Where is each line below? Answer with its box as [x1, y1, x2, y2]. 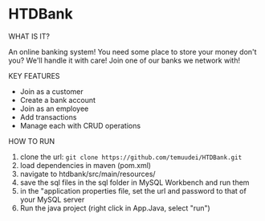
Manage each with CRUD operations [19, 121, 141, 130]
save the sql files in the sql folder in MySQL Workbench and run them [19, 178, 250, 187]
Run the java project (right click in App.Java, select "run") [19, 203, 210, 213]
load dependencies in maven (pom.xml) [19, 160, 151, 170]
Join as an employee [19, 104, 89, 113]
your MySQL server [19, 194, 85, 204]
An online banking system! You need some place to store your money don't [8, 47, 257, 56]
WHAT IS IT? [8, 31, 51, 41]
